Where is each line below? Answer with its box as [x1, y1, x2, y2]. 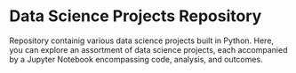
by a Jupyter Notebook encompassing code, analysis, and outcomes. [9, 54, 264, 64]
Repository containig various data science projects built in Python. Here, [9, 35, 274, 46]
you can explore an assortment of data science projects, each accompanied [9, 44, 288, 55]
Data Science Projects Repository [9, 6, 262, 26]
